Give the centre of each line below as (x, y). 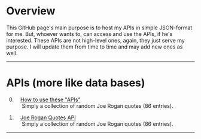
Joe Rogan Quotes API (48, 117)
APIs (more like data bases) (76, 83)
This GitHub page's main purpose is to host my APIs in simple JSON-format (99, 28)
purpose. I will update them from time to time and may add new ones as (95, 47)
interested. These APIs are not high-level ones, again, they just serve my (96, 40)
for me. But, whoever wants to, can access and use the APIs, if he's (89, 34)
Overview (31, 11)
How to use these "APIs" (50, 99)
